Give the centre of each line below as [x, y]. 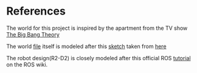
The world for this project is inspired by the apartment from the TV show [97, 28]
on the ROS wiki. [27, 64]
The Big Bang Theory [33, 34]
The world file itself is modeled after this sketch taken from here [86, 46]
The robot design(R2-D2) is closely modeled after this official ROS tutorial [98, 58]
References [36, 11]
